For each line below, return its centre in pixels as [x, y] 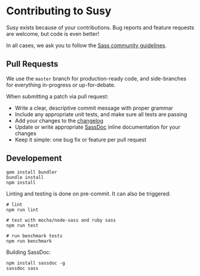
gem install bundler [32, 172]
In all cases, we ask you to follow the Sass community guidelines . [87, 45]
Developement [34, 158]
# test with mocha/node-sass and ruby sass [61, 220]
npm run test [22, 225]
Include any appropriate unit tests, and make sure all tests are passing [101, 114]
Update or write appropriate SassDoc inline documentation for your [98, 127]
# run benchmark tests [34, 236]
